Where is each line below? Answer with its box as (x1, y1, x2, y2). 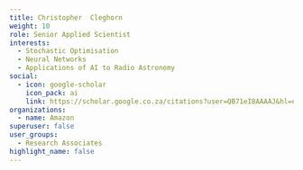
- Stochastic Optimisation (17, 47, 119, 56)
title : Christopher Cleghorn (9, 13, 124, 22)
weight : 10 (9, 22, 50, 31)
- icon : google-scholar (17, 80, 106, 89)
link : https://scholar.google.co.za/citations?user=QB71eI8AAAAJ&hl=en (25, 96, 300, 106)
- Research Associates (17, 139, 103, 148)
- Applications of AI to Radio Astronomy (17, 64, 176, 73)
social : (9, 72, 39, 81)
